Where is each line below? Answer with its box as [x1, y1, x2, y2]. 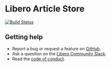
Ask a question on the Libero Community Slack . [12, 51, 107, 56]
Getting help [5, 33, 43, 41]
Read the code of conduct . [12, 56, 65, 62]
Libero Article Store [5, 3, 85, 14]
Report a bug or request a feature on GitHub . [12, 45, 101, 51]
